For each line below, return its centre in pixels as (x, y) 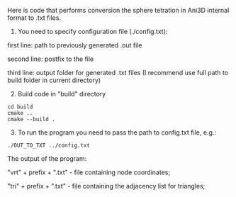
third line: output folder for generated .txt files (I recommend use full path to (118, 73)
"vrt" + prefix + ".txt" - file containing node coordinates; (89, 172)
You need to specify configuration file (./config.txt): (92, 32)
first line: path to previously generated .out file (75, 45)
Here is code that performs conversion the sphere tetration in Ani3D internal (118, 10)
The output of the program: (47, 158)
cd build (20, 107)
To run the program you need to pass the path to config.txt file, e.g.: (117, 133)
